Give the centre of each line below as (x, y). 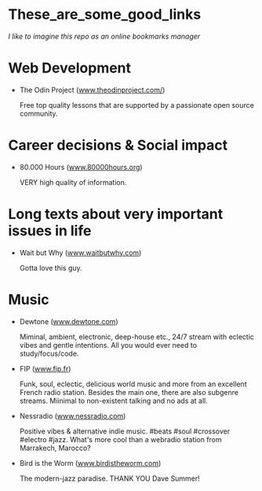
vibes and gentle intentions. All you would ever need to (108, 345)
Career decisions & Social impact (118, 145)
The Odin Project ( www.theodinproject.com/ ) (92, 90)
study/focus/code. (49, 353)
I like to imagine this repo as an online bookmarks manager (104, 36)
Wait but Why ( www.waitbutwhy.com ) (80, 253)
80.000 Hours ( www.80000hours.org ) (81, 167)
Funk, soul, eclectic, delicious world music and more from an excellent (133, 384)
